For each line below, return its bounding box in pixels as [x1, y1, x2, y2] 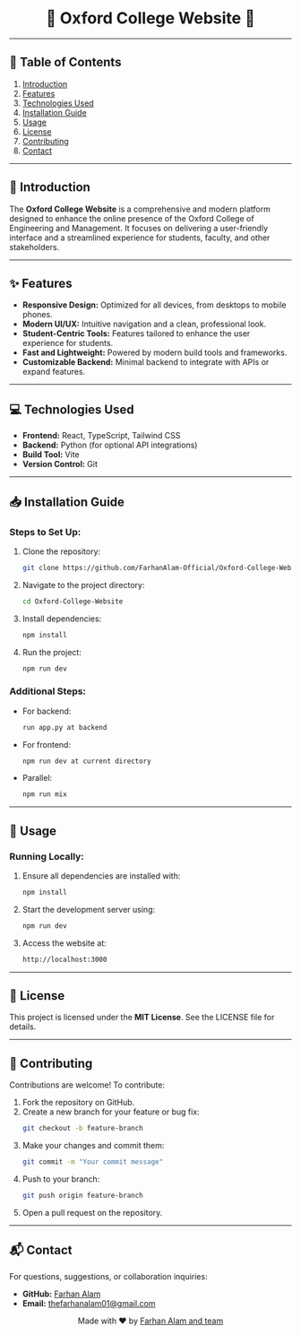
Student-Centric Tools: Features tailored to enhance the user [21, 328, 251, 339]
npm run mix [21, 790, 67, 799]
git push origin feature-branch [21, 1191, 143, 1200]
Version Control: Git [21, 459, 99, 470]
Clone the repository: [21, 546, 101, 557]
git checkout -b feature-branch [21, 1124, 143, 1133]
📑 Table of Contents [9, 55, 122, 70]
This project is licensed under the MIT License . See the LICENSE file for [9, 1012, 275, 1023]
